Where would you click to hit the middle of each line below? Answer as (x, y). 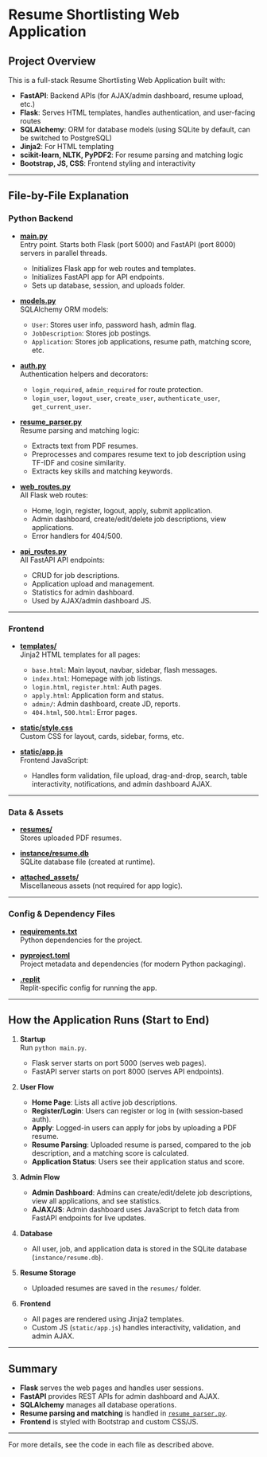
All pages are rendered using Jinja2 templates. (108, 1319)
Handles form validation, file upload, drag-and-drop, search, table (139, 776)
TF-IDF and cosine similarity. (79, 462)
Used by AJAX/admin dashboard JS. (91, 600)
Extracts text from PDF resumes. (85, 446)
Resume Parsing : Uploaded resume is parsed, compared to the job (141, 1145)
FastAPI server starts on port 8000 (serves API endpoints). (128, 1072)
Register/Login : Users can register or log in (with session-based (137, 1111)
